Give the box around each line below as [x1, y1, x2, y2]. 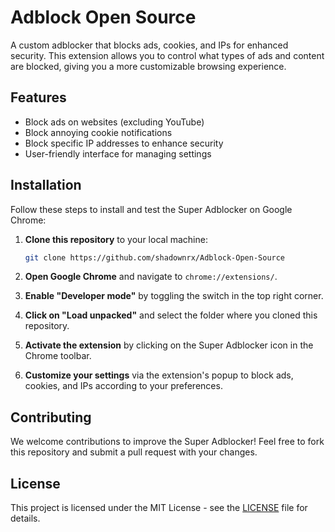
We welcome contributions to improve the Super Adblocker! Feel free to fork [10, 436, 325, 448]
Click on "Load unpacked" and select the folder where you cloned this [24, 309, 318, 321]
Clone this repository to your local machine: [24, 233, 208, 245]
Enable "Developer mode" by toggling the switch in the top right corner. [24, 290, 324, 302]
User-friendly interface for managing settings [24, 147, 212, 160]
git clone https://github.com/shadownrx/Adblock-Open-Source [24, 252, 286, 263]
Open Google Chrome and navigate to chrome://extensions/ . [24, 271, 278, 283]
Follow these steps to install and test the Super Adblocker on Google [10, 203, 293, 215]
